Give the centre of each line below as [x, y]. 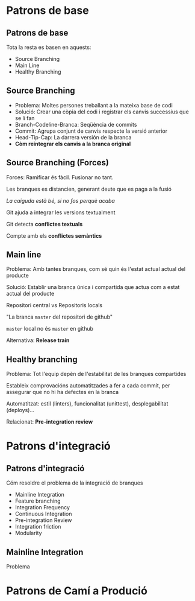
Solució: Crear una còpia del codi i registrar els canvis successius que [102, 112]
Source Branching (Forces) [58, 163]
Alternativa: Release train [38, 340]
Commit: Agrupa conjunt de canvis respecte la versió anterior [91, 131]
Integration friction [38, 527]
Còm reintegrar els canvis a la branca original [73, 144]
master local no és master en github [50, 329]
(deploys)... [20, 410]
